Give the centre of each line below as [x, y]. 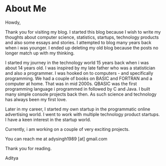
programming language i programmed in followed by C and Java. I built [78, 89]
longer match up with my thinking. [40, 53]
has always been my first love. [36, 99]
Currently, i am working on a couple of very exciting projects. [67, 129]
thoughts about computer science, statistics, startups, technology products [82, 37]
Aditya [12, 158]
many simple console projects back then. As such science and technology [81, 94]
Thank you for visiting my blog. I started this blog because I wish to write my [83, 32]
